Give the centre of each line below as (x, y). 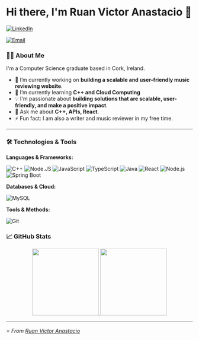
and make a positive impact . (73, 106)
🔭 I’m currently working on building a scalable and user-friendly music (102, 80)
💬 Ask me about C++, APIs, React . (57, 112)
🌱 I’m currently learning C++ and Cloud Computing (77, 93)
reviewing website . (39, 86)
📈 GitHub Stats (29, 237)
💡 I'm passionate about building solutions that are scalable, (89, 99)
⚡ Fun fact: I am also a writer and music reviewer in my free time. (94, 119)
